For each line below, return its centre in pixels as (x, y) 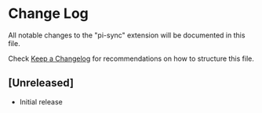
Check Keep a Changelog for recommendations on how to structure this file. (131, 58)
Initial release (41, 101)
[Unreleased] (41, 83)
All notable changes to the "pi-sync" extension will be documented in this (127, 35)
